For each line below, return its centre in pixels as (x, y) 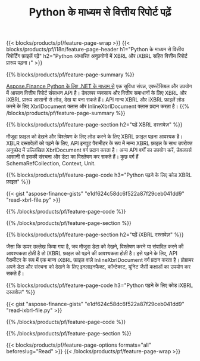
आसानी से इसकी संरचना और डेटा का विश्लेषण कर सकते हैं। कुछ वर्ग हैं (72, 157)
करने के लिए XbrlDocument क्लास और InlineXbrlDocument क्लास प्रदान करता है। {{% (98, 106)
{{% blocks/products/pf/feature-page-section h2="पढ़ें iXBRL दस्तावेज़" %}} (95, 235)
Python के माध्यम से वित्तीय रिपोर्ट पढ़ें (100, 12)
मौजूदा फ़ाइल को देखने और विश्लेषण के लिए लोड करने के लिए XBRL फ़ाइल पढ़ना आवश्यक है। (95, 137)
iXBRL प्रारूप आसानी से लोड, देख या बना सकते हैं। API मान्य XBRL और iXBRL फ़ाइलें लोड (95, 100)
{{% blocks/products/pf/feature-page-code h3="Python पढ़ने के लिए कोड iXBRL (100, 285)
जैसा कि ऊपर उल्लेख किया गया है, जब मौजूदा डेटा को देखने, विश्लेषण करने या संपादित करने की (95, 246)
